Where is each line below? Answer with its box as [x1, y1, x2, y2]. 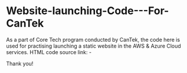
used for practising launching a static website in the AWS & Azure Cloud [6, 42, 181, 49]
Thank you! [6, 60, 34, 67]
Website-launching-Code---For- [6, 4, 169, 18]
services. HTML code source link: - [6, 48, 92, 55]
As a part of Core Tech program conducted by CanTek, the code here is [6, 36, 181, 43]
